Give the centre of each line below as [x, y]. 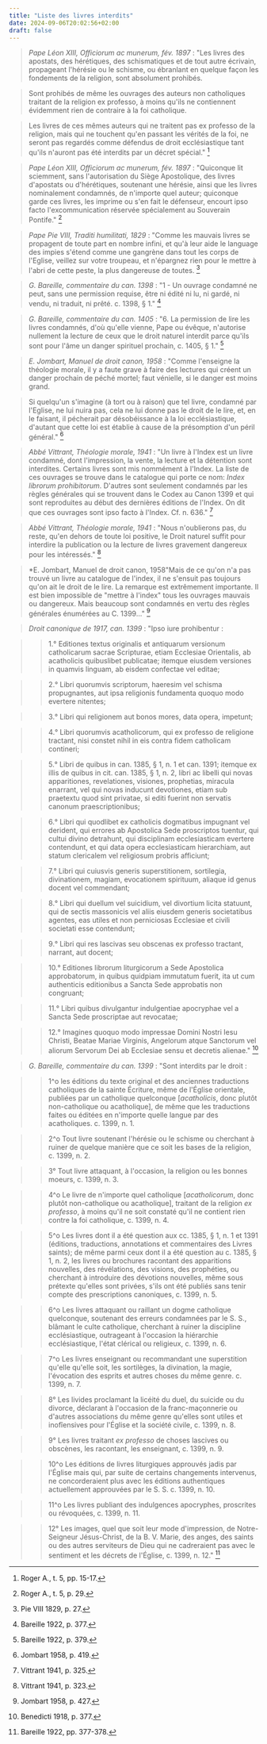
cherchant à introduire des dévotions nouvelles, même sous [146, 1277]
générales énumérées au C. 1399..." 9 [90, 613]
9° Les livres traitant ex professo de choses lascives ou [138, 1440]
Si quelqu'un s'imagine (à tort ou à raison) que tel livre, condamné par [142, 401]
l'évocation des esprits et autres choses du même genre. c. [145, 1375]
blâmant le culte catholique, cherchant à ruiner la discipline [144, 1327]
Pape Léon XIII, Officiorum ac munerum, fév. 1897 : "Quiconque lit [136, 168]
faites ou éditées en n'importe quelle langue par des [133, 1115]
